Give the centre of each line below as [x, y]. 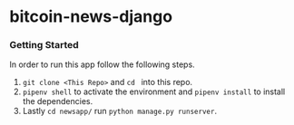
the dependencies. [58, 101]
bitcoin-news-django [91, 17]
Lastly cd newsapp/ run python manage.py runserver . [120, 111]
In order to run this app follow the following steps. [102, 64]
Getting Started [44, 45]
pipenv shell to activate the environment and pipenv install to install [154, 91]
